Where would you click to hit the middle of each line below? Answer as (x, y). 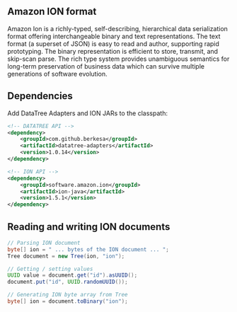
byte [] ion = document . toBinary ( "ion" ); (68, 301)
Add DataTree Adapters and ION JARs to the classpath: (88, 113)
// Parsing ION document (44, 243)
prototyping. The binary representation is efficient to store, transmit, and (112, 51)
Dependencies (40, 96)
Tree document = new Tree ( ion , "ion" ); (66, 256)
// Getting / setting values (50, 269)
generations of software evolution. (57, 74)
